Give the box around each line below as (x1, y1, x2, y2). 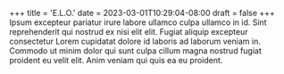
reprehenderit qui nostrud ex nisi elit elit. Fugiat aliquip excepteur (9, 27, 248, 37)
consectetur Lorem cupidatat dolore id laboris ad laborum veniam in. (9, 36, 261, 46)
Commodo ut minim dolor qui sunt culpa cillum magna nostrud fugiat (9, 45, 262, 56)
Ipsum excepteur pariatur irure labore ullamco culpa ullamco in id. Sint (9, 17, 267, 28)
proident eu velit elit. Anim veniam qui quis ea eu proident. (9, 55, 223, 65)
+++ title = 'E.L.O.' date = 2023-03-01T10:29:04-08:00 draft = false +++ (9, 8, 275, 18)
